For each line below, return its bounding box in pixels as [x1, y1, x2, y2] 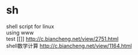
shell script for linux [6, 23, 54, 30]
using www [6, 29, 34, 36]
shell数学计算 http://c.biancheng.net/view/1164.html [6, 42, 132, 49]
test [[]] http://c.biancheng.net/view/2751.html [6, 35, 119, 42]
